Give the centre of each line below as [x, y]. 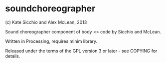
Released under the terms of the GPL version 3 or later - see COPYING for [81, 51]
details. [13, 56]
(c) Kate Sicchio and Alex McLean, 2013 [46, 22]
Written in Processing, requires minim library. [51, 41]
